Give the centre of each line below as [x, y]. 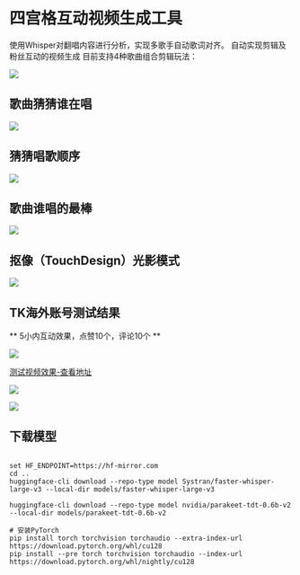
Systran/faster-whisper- [229, 482]
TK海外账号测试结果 [65, 312]
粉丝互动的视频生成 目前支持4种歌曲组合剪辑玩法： [103, 56]
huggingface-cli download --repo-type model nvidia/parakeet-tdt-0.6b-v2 [150, 505]
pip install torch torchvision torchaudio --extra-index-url [126, 538]
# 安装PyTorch [35, 530]
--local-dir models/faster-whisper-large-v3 [130, 489]
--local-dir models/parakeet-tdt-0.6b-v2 [88, 513]
